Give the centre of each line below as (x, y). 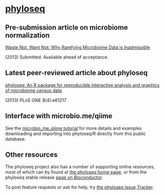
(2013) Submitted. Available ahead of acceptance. (57, 57)
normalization (27, 35)
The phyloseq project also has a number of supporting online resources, (80, 167)
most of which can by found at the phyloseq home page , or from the (76, 172)
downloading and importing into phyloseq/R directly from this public (76, 134)
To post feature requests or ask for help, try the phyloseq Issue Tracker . (80, 187)
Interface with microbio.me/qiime (59, 116)
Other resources (31, 155)
